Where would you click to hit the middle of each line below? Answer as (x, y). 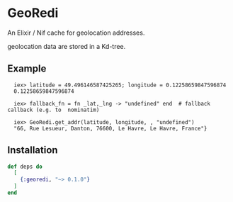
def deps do (25, 167)
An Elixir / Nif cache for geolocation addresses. (76, 33)
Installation (33, 150)
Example (27, 69)
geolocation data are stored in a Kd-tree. (67, 46)
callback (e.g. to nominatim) (53, 110)
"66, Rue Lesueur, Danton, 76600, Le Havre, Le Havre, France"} (110, 128)
